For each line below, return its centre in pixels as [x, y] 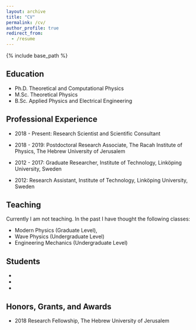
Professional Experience [52, 119]
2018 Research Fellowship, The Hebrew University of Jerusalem [92, 321]
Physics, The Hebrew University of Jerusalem [70, 151]
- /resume [23, 39]
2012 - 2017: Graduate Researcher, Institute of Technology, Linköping [98, 162]
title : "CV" [21, 17]
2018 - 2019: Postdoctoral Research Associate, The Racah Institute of [99, 145]
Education [25, 74]
